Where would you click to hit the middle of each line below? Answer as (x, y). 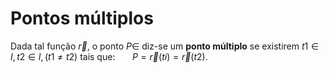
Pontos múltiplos (82, 18)
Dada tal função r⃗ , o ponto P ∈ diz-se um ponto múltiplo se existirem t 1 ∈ (165, 46)
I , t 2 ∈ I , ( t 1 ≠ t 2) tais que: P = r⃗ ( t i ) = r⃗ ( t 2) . (109, 56)
